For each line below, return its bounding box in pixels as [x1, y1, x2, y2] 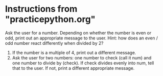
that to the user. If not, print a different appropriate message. [12, 65, 135, 71]
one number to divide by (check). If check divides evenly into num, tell [12, 60, 154, 66]
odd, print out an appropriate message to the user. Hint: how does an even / [5, 35, 158, 41]
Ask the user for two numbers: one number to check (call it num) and [12, 55, 152, 60]
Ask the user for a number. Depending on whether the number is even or [5, 30, 152, 36]
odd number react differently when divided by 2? [5, 40, 104, 46]
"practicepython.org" [5, 14, 96, 25]
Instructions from [5, 3, 77, 15]
